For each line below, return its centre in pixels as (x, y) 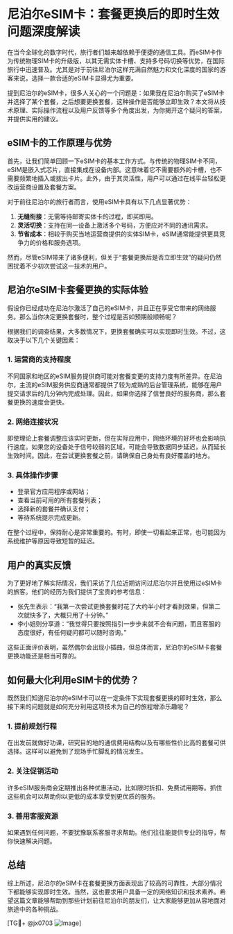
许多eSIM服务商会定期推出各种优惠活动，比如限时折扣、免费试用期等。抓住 (115, 788)
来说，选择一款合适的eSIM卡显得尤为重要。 (75, 78)
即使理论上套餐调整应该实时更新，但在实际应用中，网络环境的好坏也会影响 (113, 439)
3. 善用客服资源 (33, 816)
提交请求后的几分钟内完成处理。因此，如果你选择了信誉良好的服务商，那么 (113, 393)
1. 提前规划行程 (32, 726)
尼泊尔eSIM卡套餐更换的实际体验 (78, 290)
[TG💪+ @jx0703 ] (44, 923)
